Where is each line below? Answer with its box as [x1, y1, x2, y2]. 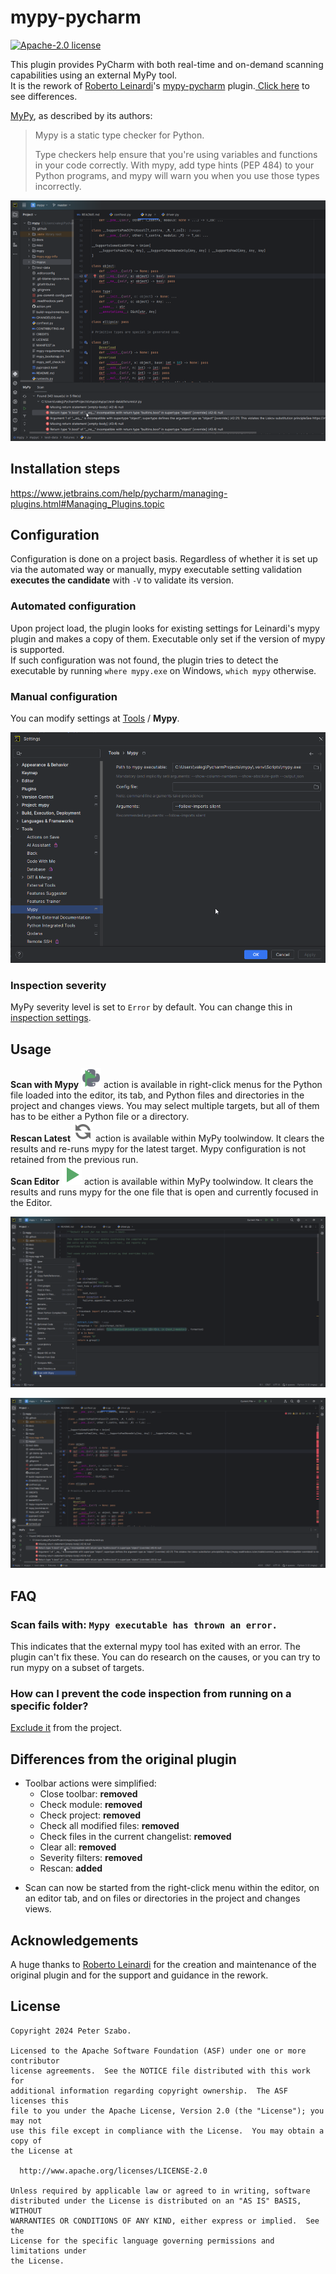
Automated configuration [10, 599, 137, 613]
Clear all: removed [39, 1841, 117, 1853]
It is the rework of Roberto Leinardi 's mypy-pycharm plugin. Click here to [10, 79, 310, 91]
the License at [10, 2146, 74, 2156]
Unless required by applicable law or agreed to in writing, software [10, 2186, 311, 2196]
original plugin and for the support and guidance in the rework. [10, 1969, 269, 1981]
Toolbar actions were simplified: [24, 1777, 157, 1790]
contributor [10, 2056, 60, 2066]
